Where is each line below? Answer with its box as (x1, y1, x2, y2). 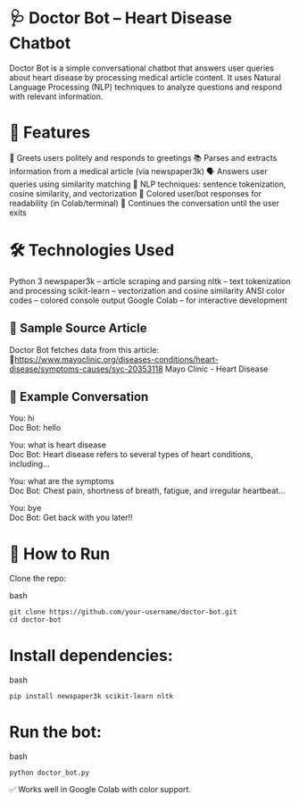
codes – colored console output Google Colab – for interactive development (9, 295, 287, 305)
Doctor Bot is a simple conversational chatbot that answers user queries (9, 63, 275, 73)
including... (9, 458, 51, 470)
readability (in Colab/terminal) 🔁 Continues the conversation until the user (9, 197, 279, 208)
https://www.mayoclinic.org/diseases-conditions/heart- (14, 354, 219, 364)
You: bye (9, 503, 42, 514)
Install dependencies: (9, 645, 174, 665)
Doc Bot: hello (9, 422, 62, 433)
